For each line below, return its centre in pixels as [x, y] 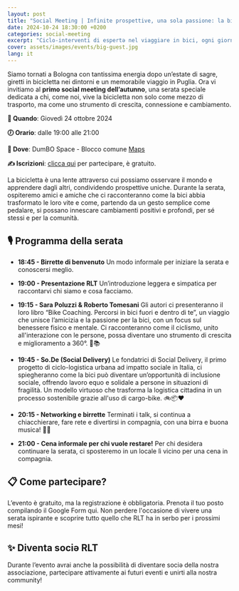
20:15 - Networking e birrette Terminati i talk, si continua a [104, 414]
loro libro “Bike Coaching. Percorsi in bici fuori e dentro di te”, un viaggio [123, 312]
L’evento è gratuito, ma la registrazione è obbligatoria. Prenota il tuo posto [116, 502]
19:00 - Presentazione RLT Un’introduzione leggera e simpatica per [117, 283]
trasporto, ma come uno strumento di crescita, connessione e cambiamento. [119, 104]
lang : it [20, 54]
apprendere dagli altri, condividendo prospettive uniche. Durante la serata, [117, 187]
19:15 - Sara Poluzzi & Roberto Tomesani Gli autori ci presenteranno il [120, 305]
